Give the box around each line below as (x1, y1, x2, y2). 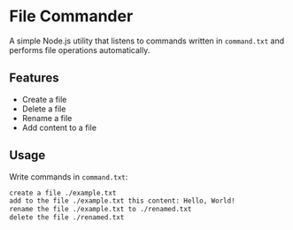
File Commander (9, 6, 134, 27)
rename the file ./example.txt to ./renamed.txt (9, 205, 192, 214)
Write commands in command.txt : (9, 171, 128, 182)
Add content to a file (21, 122, 97, 133)
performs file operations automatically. (9, 44, 150, 55)
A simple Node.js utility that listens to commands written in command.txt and (9, 35, 285, 46)
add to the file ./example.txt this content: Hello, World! (9, 196, 236, 205)
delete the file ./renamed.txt (9, 213, 125, 222)
